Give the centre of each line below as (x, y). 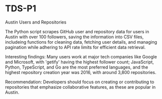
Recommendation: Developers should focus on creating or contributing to (80, 82)
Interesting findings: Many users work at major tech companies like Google (81, 56)
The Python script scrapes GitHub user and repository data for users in (77, 31)
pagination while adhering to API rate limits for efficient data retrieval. (75, 47)
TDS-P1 (21, 9)
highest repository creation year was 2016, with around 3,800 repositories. (81, 72)
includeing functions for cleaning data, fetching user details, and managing (81, 42)
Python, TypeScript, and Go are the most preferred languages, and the (77, 67)
